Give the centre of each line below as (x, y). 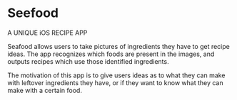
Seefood (33, 13)
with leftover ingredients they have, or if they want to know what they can (115, 82)
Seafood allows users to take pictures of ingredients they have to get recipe (118, 46)
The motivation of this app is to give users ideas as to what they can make (116, 75)
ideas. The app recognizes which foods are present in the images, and (111, 54)
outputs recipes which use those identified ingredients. (88, 61)
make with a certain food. (45, 90)
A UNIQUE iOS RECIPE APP (47, 33)
